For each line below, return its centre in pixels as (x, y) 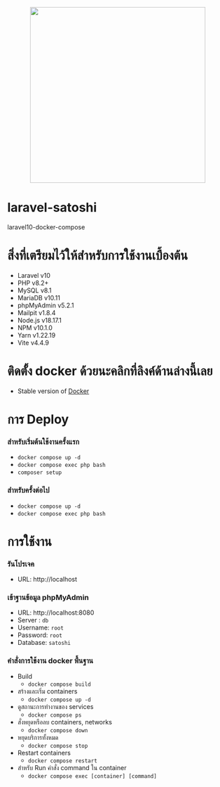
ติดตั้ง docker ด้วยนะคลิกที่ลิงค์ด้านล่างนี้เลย (110, 371)
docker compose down (58, 730)
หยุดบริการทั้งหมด (38, 737)
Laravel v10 (34, 275)
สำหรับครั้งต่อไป (29, 490)
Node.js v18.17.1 (39, 320)
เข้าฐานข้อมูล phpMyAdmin (48, 597)
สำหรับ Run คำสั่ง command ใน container (72, 767)
